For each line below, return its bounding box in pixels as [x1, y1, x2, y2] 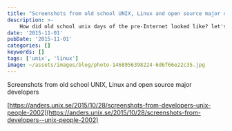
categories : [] [7, 42, 51, 49]
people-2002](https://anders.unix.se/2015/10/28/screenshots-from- [7, 108, 202, 117]
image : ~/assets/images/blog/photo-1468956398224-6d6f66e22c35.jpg [7, 61, 206, 68]
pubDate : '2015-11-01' [7, 36, 72, 43]
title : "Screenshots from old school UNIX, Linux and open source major [7, 10, 221, 17]
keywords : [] [7, 49, 45, 56]
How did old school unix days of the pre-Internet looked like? [19, 23, 209, 30]
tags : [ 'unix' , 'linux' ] [7, 55, 79, 62]
